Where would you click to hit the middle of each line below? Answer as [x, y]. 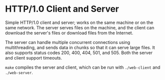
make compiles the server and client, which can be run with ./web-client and [83, 67]
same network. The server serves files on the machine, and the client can [80, 27]
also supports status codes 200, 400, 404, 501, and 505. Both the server [79, 53]
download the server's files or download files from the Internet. [69, 33]
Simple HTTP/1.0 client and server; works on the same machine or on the [79, 22]
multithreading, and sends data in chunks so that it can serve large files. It [80, 47]
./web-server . [19, 72]
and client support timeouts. [34, 58]
